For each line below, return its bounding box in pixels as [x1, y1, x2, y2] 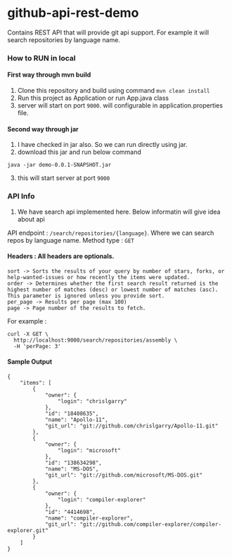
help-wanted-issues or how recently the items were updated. [7, 274, 191, 281]
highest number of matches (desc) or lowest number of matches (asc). [7, 286, 219, 293]
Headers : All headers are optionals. [7, 252, 115, 261]
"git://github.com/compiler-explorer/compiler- [79, 520, 221, 528]
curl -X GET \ [7, 330, 49, 338]
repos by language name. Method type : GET [7, 236, 135, 244]
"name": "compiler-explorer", [44, 515, 134, 522]
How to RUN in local [7, 53, 76, 63]
